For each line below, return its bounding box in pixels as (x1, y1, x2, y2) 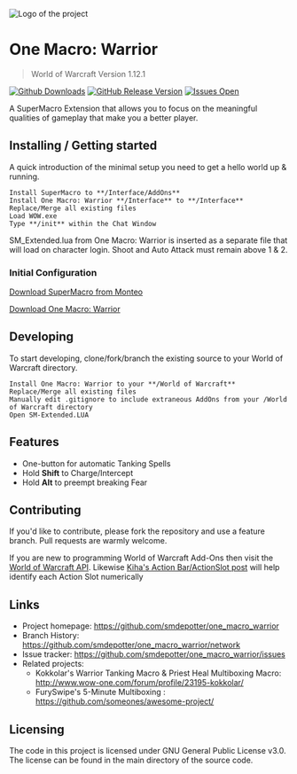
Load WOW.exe (9, 211, 58, 221)
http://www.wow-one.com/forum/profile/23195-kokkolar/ (35, 677, 244, 688)
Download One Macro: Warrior (9, 304, 121, 315)
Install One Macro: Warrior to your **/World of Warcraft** (9, 379, 237, 388)
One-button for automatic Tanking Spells (21, 457, 171, 469)
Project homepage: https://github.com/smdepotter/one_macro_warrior (21, 621, 279, 631)
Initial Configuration (9, 266, 98, 278)
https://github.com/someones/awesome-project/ (35, 696, 215, 707)
